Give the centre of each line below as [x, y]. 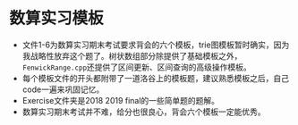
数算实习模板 [57, 18]
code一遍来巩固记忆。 [63, 89]
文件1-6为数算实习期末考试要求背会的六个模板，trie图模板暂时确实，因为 [156, 45]
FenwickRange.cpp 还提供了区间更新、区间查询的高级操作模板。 [137, 67]
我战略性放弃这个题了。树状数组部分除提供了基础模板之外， [132, 55]
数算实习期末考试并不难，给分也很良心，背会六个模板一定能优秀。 [144, 112]
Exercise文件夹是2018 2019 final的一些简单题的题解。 [121, 100]
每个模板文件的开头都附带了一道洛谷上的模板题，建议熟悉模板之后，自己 [155, 78]
